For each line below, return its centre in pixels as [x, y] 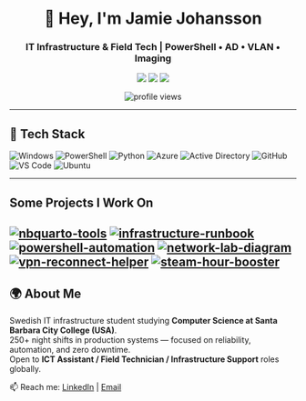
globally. [25, 368]
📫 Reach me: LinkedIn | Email [66, 386]
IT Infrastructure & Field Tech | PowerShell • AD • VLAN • [153, 47]
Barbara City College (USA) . [63, 330]
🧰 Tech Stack [47, 134]
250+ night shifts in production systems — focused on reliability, [131, 339]
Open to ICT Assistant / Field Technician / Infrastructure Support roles [144, 359]
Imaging [153, 58]
